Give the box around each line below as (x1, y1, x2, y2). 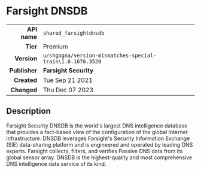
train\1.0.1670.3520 (42, 58, 102, 65)
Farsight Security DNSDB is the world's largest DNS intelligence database (6, 122, 188, 129)
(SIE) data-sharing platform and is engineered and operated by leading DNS (6, 141, 193, 148)
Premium (42, 42, 69, 50)
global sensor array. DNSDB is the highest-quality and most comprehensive (6, 154, 193, 161)
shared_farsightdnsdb (42, 29, 105, 37)
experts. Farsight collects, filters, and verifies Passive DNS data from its (6, 147, 183, 154)
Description (6, 106, 51, 116)
